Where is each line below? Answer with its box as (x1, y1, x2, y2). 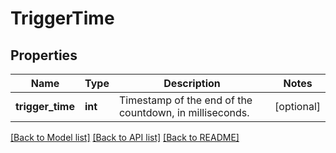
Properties (10, 47, 78, 64)
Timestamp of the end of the (118, 93, 253, 107)
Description (163, 77, 221, 90)
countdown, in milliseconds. (118, 106, 250, 119)
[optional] (274, 100, 321, 113)
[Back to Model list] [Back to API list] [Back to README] (10, 132, 240, 143)
